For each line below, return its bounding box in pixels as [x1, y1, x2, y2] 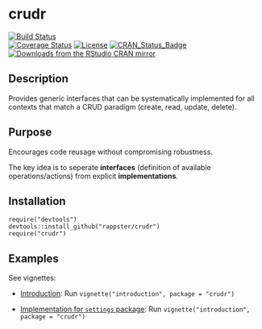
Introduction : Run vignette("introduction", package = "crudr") [19, 289, 235, 298]
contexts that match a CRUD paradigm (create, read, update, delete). [8, 102, 237, 111]
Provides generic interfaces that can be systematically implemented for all [8, 94, 256, 103]
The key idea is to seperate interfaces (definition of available [8, 162, 211, 172]
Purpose [8, 126, 52, 140]
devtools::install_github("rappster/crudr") [8, 223, 160, 231]
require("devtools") [8, 215, 78, 224]
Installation [8, 194, 66, 208]
